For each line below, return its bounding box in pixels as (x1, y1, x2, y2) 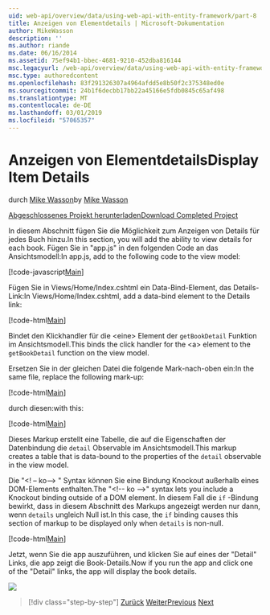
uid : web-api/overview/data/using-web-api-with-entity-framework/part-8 (8, 11, 257, 20)
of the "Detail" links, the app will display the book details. (8, 566, 197, 576)
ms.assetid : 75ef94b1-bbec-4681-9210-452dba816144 (8, 57, 182, 65)
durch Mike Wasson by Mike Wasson (8, 195, 129, 204)
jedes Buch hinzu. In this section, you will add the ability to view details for (8, 234, 253, 244)
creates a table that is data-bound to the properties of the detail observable (8, 451, 262, 461)
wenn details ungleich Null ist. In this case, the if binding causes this (8, 510, 239, 519)
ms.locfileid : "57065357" (8, 117, 95, 125)
